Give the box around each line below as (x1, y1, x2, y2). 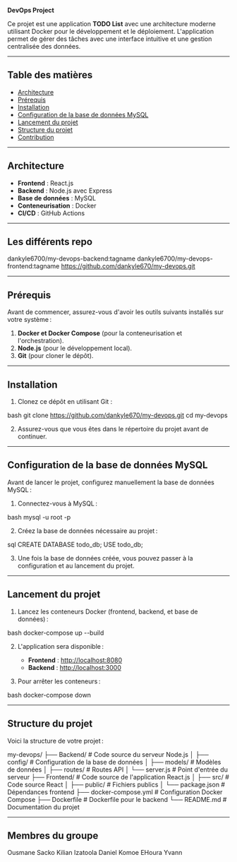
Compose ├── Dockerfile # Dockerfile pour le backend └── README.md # (7, 795, 227, 803)
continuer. (17, 432, 47, 441)
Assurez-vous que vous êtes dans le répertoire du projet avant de (17, 425, 209, 433)
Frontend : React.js (17, 179, 74, 187)
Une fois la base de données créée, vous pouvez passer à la (17, 553, 193, 562)
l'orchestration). (17, 337, 64, 345)
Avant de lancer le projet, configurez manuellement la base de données (7, 478, 215, 486)
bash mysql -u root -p (7, 513, 71, 521)
